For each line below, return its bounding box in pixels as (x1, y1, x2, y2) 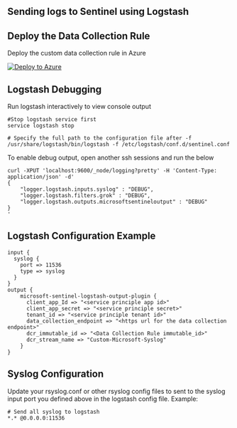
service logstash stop (7, 122, 75, 130)
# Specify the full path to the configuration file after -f (7, 135, 192, 142)
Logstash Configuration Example (7, 230, 156, 242)
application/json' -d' (7, 174, 75, 181)
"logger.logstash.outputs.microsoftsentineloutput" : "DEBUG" (20, 199, 208, 206)
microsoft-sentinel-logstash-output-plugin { (20, 292, 158, 300)
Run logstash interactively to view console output (7, 103, 151, 111)
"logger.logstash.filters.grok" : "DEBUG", (20, 192, 151, 199)
